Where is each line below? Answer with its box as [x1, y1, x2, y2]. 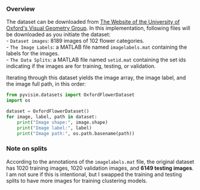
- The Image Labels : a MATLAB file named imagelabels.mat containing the [6, 43, 187, 51]
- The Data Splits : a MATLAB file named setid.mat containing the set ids [6, 56, 186, 64]
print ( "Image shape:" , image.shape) [17, 119, 109, 125]
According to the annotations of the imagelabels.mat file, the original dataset [6, 158, 195, 165]
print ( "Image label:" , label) [17, 124, 93, 131]
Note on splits [6, 145, 48, 153]
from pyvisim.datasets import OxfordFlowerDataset [6, 92, 135, 98]
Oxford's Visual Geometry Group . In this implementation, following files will [6, 24, 190, 32]
